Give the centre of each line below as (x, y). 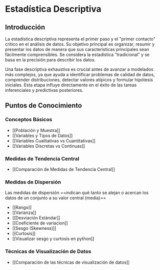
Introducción (25, 27)
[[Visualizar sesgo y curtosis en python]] (53, 239)
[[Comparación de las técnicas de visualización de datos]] (71, 262)
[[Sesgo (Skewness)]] (34, 228)
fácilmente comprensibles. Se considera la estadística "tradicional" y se (77, 54)
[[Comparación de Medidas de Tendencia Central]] (64, 169)
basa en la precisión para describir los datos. (50, 60)
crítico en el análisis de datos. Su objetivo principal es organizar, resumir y (80, 44)
